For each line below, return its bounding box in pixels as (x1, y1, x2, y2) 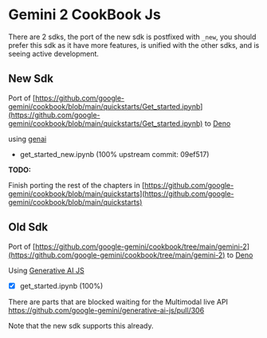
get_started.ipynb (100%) (19, 281, 104, 290)
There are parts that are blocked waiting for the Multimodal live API (8, 297, 229, 306)
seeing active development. (8, 49, 100, 58)
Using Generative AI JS (8, 265, 85, 275)
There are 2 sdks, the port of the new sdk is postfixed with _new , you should (8, 32, 257, 41)
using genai (8, 134, 47, 143)
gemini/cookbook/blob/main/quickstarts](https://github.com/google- (8, 189, 234, 198)
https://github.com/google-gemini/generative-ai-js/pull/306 (8, 305, 205, 315)
